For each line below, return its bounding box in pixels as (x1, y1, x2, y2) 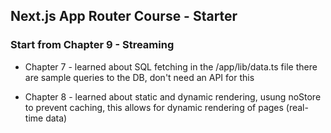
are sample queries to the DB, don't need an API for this (24, 71, 255, 83)
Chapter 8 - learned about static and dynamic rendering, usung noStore (24, 90, 322, 103)
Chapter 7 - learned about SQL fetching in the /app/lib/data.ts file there (24, 60, 318, 73)
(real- (285, 101, 309, 113)
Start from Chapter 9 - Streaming (10, 38, 175, 52)
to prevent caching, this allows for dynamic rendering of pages (24, 101, 284, 113)
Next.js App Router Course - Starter (10, 8, 238, 25)
